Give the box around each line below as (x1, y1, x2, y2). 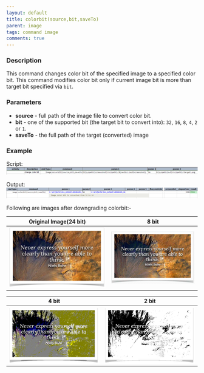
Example (6, 146, 33, 155)
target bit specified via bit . (6, 83, 74, 91)
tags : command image (6, 29, 59, 35)
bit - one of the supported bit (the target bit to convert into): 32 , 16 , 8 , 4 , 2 (15, 118, 198, 126)
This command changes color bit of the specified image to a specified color (6, 70, 196, 77)
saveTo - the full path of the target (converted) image (15, 131, 149, 139)
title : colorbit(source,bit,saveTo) (6, 16, 99, 22)
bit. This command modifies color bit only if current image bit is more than (6, 77, 192, 84)
